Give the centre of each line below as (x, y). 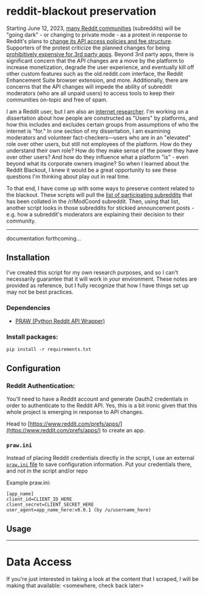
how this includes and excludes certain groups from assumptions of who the (103, 124)
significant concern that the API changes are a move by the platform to (95, 61)
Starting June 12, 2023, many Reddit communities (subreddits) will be (94, 28)
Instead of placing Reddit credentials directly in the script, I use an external (100, 458)
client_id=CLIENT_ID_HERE (39, 500)
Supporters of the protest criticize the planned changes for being (88, 48)
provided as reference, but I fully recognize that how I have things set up (98, 285)
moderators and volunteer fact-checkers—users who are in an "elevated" (99, 137)
